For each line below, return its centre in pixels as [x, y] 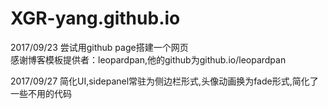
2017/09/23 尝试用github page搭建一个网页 [99, 47]
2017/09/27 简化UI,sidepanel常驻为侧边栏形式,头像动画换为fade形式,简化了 [164, 81]
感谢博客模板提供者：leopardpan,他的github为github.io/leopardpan [148, 59]
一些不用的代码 [41, 93]
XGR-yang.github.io [95, 18]
